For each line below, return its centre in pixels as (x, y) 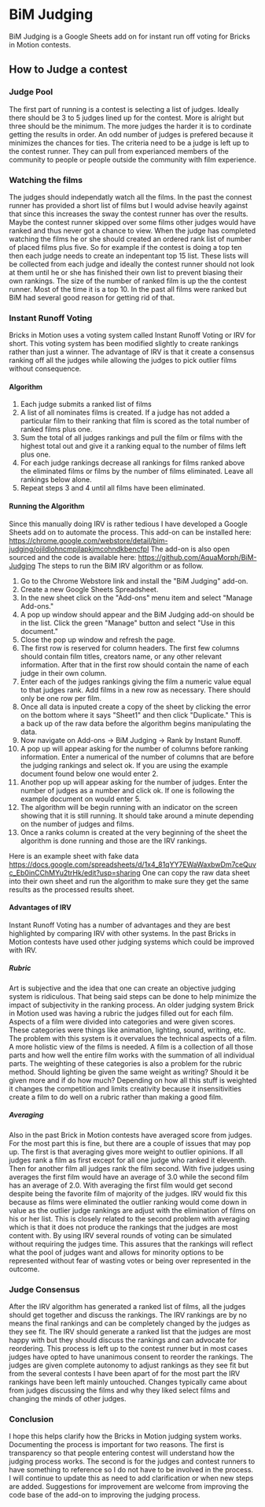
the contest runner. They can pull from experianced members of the (119, 151)
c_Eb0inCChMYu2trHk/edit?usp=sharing (75, 872)
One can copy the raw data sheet (196, 872)
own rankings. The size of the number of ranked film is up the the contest (128, 281)
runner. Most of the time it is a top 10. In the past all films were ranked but (128, 289)
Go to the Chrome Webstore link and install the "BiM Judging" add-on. (134, 580)
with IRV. (23, 950)
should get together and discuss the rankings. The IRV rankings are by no (128, 1315)
